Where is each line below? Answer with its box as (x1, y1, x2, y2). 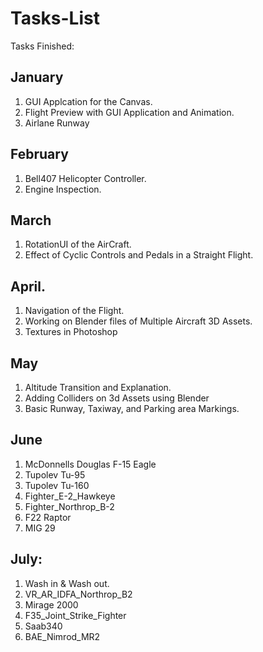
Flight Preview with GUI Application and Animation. (24, 106, 235, 118)
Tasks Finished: (10, 40, 75, 52)
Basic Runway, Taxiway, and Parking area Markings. (24, 403, 240, 414)
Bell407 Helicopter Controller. (24, 172, 147, 184)
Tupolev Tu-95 (24, 468, 86, 481)
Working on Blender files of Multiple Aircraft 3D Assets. (24, 315, 253, 327)
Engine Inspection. (24, 183, 102, 195)
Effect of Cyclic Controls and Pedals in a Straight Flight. (24, 249, 254, 261)
